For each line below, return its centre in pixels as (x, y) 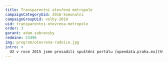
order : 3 (14, 28)
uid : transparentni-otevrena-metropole (47, 24)
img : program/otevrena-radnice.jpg (42, 42)
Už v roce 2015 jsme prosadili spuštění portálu (61, 51)
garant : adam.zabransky (30, 33)
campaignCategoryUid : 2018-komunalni (44, 14)
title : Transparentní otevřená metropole (49, 10)
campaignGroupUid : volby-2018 (37, 19)
